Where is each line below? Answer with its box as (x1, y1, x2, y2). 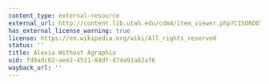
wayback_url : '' (8, 64, 62, 72)
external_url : (8, 19, 56, 27)
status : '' (8, 42, 45, 50)
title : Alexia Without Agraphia (8, 49, 116, 57)
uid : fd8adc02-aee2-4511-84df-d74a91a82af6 (8, 57, 156, 65)
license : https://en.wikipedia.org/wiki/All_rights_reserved (8, 34, 217, 42)
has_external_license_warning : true (8, 26, 130, 34)
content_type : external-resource (8, 11, 120, 20)
